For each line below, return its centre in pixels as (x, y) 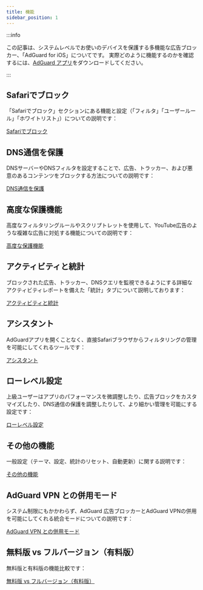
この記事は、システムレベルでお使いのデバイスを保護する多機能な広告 (94, 47)
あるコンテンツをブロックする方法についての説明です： (86, 176)
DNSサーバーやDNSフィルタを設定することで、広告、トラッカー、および (97, 168)
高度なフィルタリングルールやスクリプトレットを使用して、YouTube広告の (99, 225)
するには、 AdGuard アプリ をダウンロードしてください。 (76, 62)
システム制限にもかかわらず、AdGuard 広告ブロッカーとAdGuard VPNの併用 (101, 511)
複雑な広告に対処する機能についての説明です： (75, 233)
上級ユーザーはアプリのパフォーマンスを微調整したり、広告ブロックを (94, 397)
